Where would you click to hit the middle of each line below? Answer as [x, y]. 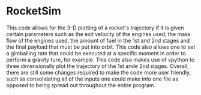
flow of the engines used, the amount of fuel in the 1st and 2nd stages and [98, 40]
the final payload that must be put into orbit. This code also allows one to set [101, 47]
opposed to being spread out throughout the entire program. [81, 85]
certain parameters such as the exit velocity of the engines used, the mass [98, 34]
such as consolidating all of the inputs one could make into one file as [92, 79]
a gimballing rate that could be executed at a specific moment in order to [96, 53]
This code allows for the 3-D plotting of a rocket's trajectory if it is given [95, 28]
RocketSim [34, 11]
